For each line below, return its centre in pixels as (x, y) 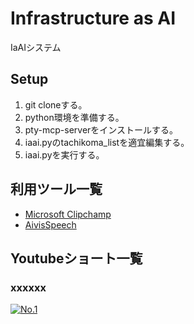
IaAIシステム (36, 47)
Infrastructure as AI (93, 18)
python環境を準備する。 (74, 117)
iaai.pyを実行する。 (64, 154)
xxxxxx (28, 287)
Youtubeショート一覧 (76, 258)
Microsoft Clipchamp (68, 214)
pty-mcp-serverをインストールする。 (101, 129)
